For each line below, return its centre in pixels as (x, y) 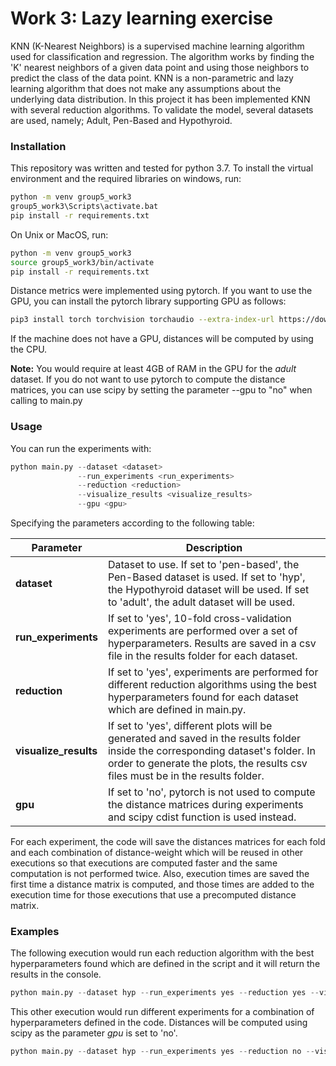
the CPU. (29, 349)
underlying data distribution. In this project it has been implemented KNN (160, 99)
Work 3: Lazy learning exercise (142, 18)
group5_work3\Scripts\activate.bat (84, 207)
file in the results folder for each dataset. (202, 656)
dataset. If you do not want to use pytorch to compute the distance (148, 379)
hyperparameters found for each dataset (203, 697)
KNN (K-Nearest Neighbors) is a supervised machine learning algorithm (157, 46)
